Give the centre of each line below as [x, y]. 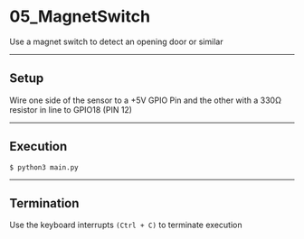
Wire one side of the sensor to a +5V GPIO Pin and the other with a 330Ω [146, 100]
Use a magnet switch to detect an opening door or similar [116, 41]
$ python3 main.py [44, 167]
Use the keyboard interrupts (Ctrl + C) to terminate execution [126, 225]
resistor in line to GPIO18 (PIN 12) [71, 109]
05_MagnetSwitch [80, 17]
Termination [44, 203]
